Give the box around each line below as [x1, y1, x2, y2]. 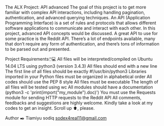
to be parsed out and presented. [5, 46, 70, 52]
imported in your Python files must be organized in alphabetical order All [5, 74, 152, 80]
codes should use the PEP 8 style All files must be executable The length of [5, 79, 159, 84]
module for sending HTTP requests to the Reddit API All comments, [5, 95, 142, 100]
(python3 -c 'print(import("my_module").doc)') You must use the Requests [5, 89, 156, 95]
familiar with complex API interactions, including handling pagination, [5, 9, 145, 15]
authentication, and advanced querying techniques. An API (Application [5, 15, 150, 20]
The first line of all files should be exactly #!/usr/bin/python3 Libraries [5, 69, 147, 74]
